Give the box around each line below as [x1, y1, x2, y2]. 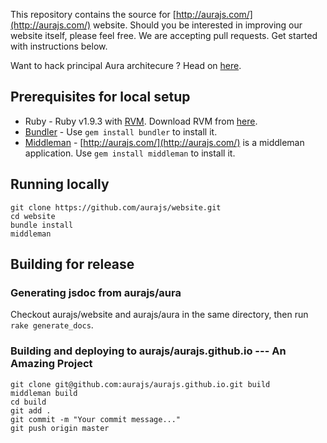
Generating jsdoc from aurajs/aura [10, 285, 182, 299]
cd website [10, 211, 56, 221]
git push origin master [10, 423, 110, 433]
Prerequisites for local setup [10, 89, 191, 106]
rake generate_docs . [10, 319, 94, 331]
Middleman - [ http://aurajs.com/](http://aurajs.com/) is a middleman [24, 136, 305, 148]
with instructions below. [10, 40, 108, 52]
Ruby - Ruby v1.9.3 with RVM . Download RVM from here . [24, 115, 258, 127]
